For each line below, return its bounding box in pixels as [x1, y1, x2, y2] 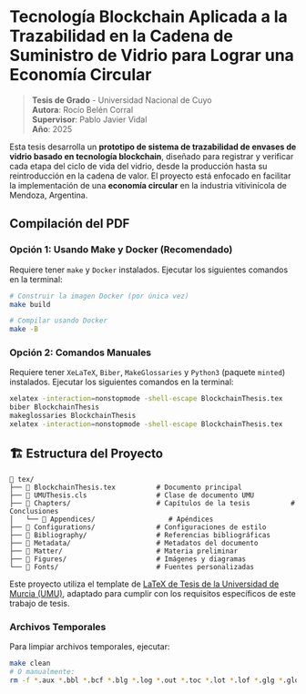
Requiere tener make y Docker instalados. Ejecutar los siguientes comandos [9, 264, 289, 275]
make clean [9, 658, 51, 668]
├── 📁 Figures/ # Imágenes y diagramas [9, 554, 247, 564]
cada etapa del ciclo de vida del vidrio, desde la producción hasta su [9, 160, 268, 171]
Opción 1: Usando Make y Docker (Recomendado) [9, 243, 233, 256]
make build [9, 300, 51, 309]
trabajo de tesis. [9, 597, 70, 608]
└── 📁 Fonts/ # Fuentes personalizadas [9, 562, 255, 571]
